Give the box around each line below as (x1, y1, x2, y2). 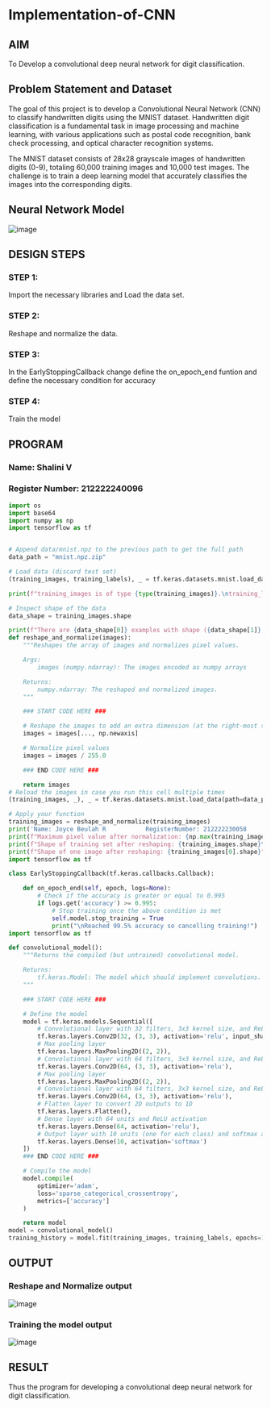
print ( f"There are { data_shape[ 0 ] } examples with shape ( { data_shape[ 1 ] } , (8, 627, 265, 635)
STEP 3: (8, 348, 40, 360)
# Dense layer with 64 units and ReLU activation (37, 1114, 207, 1123)
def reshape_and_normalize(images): (8, 634, 131, 642)
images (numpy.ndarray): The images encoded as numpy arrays (37, 663, 248, 671)
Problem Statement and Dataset (8, 82, 173, 96)
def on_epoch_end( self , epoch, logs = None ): (23, 885, 172, 893)
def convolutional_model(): (8, 944, 103, 952)
